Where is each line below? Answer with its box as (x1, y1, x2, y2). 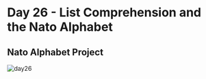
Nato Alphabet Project (7, 46, 104, 58)
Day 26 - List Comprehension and (7, 5, 202, 20)
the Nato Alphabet (7, 19, 113, 35)
